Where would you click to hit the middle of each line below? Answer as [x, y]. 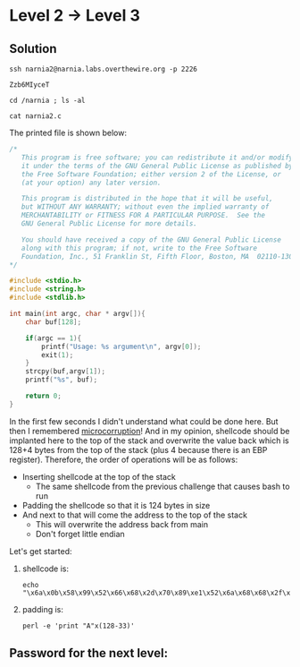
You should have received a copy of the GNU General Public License [151, 239]
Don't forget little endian [80, 534]
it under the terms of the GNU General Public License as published [151, 166]
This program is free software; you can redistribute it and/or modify [157, 158]
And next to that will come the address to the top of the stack [135, 515]
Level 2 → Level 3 [75, 16]
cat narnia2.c [36, 116]
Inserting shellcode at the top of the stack [99, 476]
